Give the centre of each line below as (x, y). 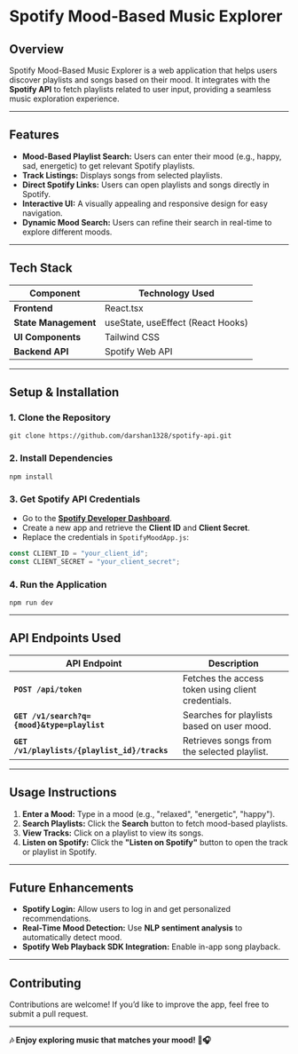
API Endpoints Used (65, 638)
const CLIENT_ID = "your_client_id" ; (79, 553)
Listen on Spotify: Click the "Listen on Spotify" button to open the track (155, 842)
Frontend (33, 308)
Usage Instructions (63, 792)
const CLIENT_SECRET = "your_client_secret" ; (94, 561)
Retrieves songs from (227, 741)
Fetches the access (223, 678)
